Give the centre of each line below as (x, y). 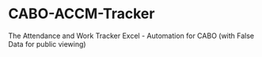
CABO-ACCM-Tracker (82, 14)
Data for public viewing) (47, 44)
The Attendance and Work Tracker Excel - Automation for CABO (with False (131, 36)
